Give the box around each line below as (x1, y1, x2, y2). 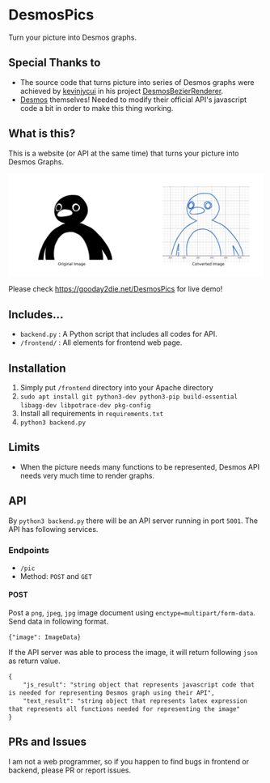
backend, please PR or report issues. (8, 765, 132, 775)
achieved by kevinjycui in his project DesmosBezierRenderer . (19, 86, 224, 96)
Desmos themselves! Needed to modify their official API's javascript (19, 95, 247, 104)
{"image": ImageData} (8, 633, 82, 641)
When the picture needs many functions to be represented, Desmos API (19, 462, 260, 471)
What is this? (8, 127, 76, 141)
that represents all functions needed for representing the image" (8, 705, 241, 713)
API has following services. (8, 524, 99, 534)
